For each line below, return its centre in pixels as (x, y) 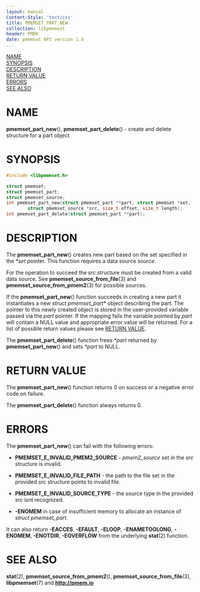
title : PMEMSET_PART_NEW (37, 23)
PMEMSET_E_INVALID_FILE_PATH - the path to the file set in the (95, 475)
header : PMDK (22, 34)
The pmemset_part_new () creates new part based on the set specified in (97, 254)
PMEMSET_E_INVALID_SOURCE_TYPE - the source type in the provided (104, 493)
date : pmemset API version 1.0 (45, 39)
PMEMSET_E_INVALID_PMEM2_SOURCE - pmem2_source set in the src (104, 457)
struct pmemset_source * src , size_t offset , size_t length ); (105, 209)
